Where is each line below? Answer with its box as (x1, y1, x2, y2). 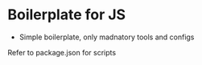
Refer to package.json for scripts (7, 47, 117, 57)
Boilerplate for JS (7, 6, 126, 24)
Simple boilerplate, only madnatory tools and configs (19, 32, 195, 42)
